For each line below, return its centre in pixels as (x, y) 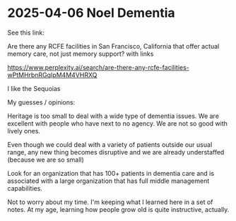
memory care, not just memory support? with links (81, 54)
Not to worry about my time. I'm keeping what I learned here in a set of (110, 202)
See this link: (26, 32)
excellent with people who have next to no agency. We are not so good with (118, 123)
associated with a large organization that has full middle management (108, 181)
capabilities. (25, 188)
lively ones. (24, 131)
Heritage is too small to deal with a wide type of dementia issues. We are (113, 116)
